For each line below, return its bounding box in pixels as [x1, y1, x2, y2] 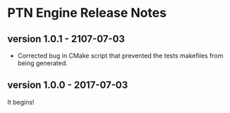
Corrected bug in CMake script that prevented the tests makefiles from [17, 51, 224, 60]
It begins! [7, 98, 35, 106]
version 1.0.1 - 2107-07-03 [7, 33, 126, 45]
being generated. [17, 59, 68, 67]
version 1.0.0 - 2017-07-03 [7, 79, 128, 91]
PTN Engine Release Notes [7, 5, 167, 21]
